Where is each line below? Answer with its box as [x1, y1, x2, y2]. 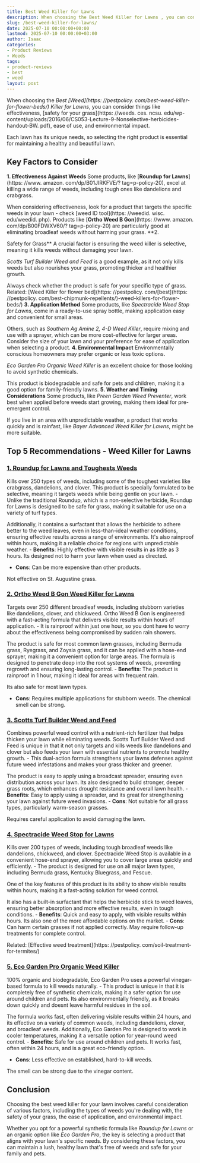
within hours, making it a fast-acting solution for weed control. [7, 887, 159, 894]
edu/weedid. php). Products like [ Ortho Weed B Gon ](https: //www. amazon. [7, 216, 194, 223]
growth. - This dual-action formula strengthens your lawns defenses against [7, 755, 193, 762]
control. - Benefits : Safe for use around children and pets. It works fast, [7, 1038, 182, 1045]
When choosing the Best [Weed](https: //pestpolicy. [7, 97, 134, 104]
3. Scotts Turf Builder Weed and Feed [7, 716, 116, 724]
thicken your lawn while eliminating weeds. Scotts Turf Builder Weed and [7, 736, 185, 743]
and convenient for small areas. [7, 313, 84, 321]
